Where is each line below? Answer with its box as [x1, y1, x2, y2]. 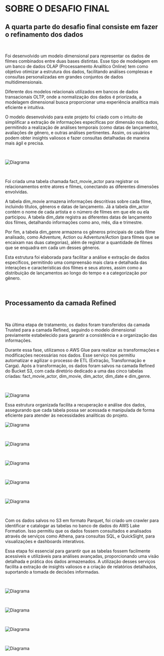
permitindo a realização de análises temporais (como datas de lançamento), [5, 124, 159, 130]
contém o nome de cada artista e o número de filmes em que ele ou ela [5, 209, 150, 215]
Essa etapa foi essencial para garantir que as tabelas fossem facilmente [5, 548, 151, 554]
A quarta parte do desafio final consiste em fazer [5, 23, 158, 31]
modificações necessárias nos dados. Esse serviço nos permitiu [5, 352, 136, 358]
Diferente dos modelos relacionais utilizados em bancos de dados [5, 89, 138, 94]
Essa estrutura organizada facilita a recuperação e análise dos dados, [5, 401, 146, 407]
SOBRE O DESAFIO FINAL [5, 3, 109, 14]
